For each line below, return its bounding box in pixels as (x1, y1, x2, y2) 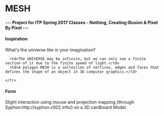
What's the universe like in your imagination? (5, 47, 96, 53)
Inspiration (5, 36, 28, 42)
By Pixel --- (5, 25, 29, 30)
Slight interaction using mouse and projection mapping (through (5, 99, 135, 105)
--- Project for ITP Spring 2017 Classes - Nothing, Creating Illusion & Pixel (5, 19, 158, 25)
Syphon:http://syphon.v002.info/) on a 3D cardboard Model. (5, 104, 127, 111)
